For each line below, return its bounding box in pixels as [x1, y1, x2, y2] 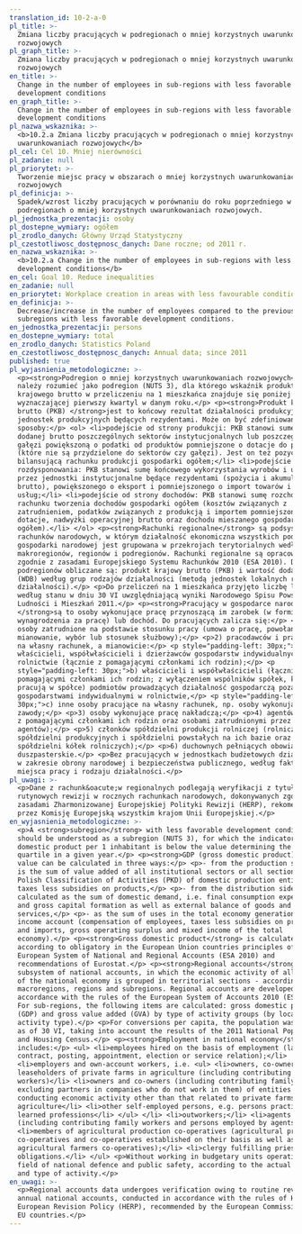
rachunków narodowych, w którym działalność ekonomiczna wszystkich [17, 532, 280, 541]
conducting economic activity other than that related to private [17, 1093, 271, 1102]
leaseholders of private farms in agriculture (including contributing [17, 1068, 292, 1077]
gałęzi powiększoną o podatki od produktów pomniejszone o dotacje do [17, 440, 288, 449]
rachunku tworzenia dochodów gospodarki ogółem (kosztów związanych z [17, 499, 288, 508]
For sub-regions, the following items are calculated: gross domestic [17, 1002, 288, 1011]
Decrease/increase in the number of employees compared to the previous [17, 306, 296, 315]
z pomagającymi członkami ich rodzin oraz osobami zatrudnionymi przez [17, 717, 292, 726]
